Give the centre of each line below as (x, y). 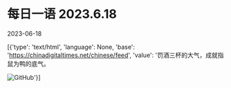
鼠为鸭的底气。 (28, 63)
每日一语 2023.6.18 (62, 14)
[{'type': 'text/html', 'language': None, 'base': (71, 47)
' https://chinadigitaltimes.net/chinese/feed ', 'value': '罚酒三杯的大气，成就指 (115, 55)
